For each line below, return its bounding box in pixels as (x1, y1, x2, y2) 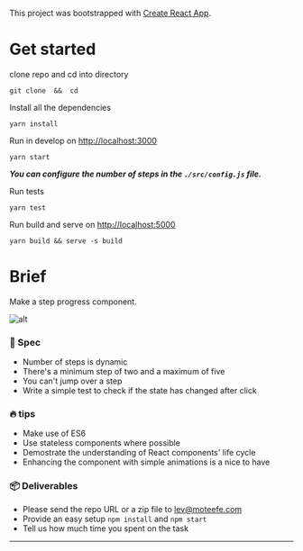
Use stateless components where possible (22, 438, 180, 448)
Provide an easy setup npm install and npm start (22, 513, 207, 524)
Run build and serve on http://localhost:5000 (9, 219, 176, 230)
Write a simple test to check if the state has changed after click (22, 385, 257, 396)
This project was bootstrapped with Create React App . (9, 8, 212, 18)
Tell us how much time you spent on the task (22, 522, 189, 534)
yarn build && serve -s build (9, 236, 124, 246)
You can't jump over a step (22, 375, 123, 386)
